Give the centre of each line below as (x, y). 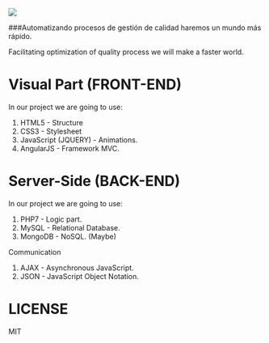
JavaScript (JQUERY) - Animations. (79, 140)
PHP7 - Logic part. (51, 219)
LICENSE (38, 309)
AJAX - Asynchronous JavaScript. (77, 268)
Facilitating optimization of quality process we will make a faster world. (126, 52)
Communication (35, 252)
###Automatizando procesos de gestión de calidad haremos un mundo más (135, 28)
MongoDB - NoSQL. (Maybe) (68, 236)
